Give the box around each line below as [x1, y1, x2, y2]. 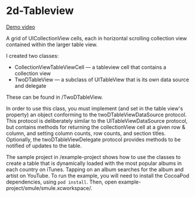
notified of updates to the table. [6, 142, 82, 149]
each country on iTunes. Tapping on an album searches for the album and [6, 165, 184, 173]
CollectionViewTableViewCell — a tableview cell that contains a [14, 63, 166, 71]
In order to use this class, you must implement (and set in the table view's [6, 105, 183, 112]
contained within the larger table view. [6, 41, 98, 48]
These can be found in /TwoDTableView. [6, 94, 103, 101]
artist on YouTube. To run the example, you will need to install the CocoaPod [6, 172, 190, 179]
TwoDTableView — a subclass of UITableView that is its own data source [14, 76, 190, 83]
